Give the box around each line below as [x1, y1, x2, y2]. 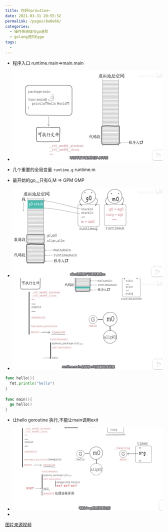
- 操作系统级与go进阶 [9, 29, 49, 34]
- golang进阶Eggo [9, 34, 44, 39]
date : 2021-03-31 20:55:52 [5, 13, 61, 18]
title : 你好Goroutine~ [5, 8, 51, 13]
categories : [5, 24, 30, 29]
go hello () [9, 402, 32, 407]
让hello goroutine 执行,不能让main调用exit [12, 417, 98, 423]
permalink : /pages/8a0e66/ [5, 18, 61, 23]
